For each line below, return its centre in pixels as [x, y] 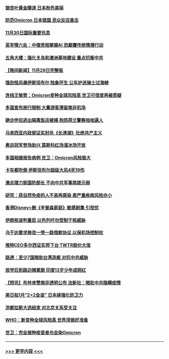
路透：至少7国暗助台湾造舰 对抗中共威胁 [47, 258]
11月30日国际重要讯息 [28, 32]
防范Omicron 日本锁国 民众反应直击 [42, 20]
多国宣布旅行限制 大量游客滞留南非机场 [46, 108]
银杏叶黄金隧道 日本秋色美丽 [34, 8]
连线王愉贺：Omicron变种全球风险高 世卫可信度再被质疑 [63, 95]
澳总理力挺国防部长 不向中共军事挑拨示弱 [48, 182]
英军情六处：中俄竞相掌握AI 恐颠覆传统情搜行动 [54, 45]
